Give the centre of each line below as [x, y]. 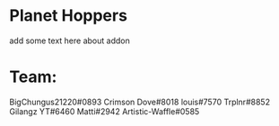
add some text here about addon [70, 40]
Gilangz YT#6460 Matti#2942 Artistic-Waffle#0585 [105, 111]
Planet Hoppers [69, 16]
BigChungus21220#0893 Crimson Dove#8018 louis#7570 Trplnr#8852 [140, 102]
